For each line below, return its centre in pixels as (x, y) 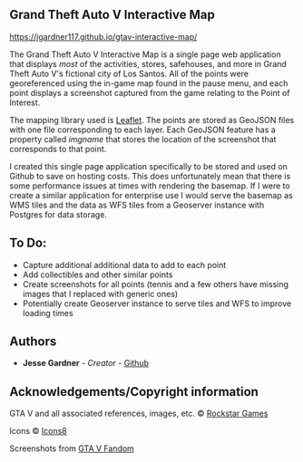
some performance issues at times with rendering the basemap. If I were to (150, 186)
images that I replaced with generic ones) (100, 294)
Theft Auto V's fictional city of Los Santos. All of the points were (129, 73)
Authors (33, 342)
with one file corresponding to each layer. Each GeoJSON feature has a (143, 130)
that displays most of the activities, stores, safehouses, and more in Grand (148, 63)
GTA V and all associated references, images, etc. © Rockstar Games (139, 414)
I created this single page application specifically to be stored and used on (149, 166)
